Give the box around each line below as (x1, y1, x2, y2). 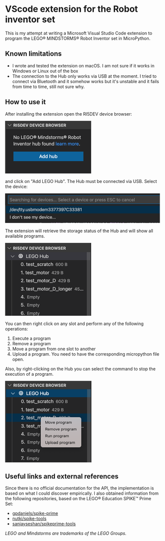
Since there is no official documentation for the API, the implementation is (5, 485, 154, 491)
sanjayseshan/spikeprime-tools (12, 521, 76, 527)
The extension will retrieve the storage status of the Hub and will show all (5, 228, 153, 234)
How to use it (5, 98, 46, 106)
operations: (5, 326, 28, 332)
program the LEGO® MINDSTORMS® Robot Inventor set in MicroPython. (5, 35, 151, 41)
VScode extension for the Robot (5, 3, 138, 15)
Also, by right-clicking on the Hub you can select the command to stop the (5, 366, 156, 372)
